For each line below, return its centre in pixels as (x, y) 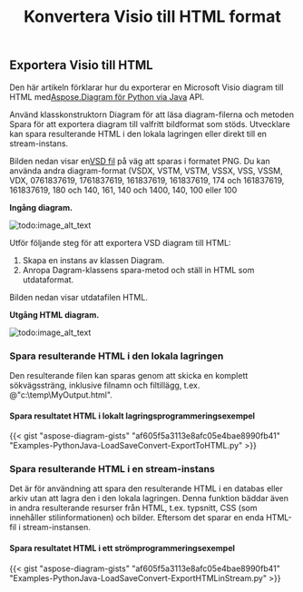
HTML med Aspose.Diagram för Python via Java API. (107, 96)
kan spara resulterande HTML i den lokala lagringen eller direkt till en (138, 133)
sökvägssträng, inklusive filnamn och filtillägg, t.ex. (105, 385)
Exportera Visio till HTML (81, 65)
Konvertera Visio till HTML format (152, 17)
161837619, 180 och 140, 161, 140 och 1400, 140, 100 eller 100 (123, 190)
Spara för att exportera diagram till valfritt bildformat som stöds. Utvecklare (150, 123)
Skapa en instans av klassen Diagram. (93, 260)
